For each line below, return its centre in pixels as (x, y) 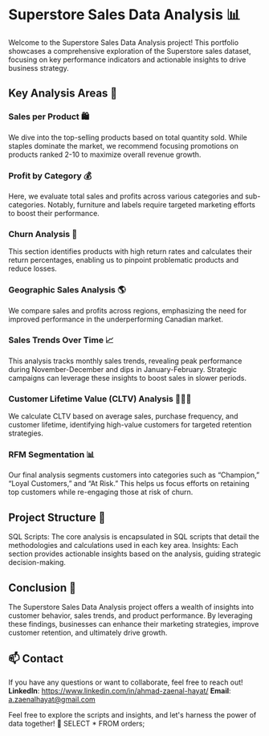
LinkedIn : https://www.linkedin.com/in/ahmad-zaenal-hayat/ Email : (120, 690)
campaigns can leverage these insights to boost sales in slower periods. (128, 378)
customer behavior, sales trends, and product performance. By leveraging (130, 615)
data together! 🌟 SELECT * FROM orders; (77, 723)
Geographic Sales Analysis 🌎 (67, 290)
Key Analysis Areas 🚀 (63, 94)
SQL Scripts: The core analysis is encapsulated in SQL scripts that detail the (134, 537)
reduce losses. (33, 268)
